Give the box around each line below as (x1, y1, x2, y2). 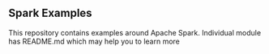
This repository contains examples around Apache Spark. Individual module (8, 27, 262, 37)
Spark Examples (8, 6, 92, 20)
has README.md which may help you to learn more (8, 36, 181, 46)
